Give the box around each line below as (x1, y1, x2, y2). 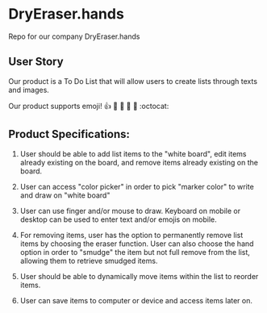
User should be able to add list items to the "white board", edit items (19, 148, 247, 158)
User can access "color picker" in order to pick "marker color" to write (19, 182, 254, 191)
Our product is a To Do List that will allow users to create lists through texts (8, 76, 258, 86)
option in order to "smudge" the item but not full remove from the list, (19, 247, 250, 257)
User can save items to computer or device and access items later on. (19, 295, 252, 305)
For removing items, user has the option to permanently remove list (19, 230, 244, 240)
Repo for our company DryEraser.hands (8, 31, 140, 41)
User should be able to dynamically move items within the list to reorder (19, 271, 259, 281)
